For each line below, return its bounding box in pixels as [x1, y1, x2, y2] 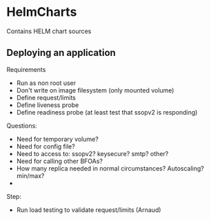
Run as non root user [16, 79, 77, 87]
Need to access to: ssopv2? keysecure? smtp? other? [16, 149, 169, 157]
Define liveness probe [16, 101, 79, 109]
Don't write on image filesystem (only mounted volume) [16, 86, 174, 94]
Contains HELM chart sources [6, 27, 92, 35]
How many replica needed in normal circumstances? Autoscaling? [16, 164, 205, 173]
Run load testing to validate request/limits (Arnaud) [16, 205, 161, 214]
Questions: [6, 122, 37, 130]
